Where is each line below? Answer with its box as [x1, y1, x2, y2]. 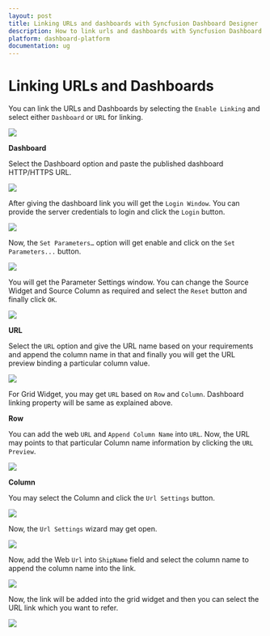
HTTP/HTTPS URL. [8, 168, 72, 177]
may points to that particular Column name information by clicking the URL [8, 438, 254, 448]
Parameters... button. [8, 246, 82, 256]
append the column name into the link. [8, 564, 137, 574]
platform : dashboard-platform [8, 34, 111, 43]
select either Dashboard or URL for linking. [8, 113, 144, 122]
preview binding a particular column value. [8, 358, 150, 369]
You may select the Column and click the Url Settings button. [8, 493, 216, 503]
